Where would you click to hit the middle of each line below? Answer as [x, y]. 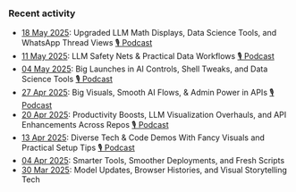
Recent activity [42, 13]
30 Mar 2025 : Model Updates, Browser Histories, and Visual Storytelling [154, 170]
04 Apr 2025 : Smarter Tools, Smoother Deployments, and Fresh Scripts [153, 161]
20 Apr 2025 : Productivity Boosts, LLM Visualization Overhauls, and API [154, 115]
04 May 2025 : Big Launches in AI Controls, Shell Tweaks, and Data [144, 69]
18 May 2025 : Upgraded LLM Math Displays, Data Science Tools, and [149, 33]
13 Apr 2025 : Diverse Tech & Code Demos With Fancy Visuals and [143, 138]
